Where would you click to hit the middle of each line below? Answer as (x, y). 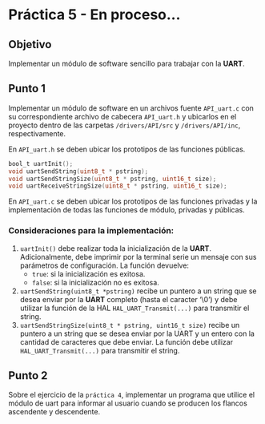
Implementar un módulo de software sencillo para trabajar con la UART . (127, 63)
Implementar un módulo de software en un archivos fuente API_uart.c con (131, 108)
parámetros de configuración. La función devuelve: (104, 265)
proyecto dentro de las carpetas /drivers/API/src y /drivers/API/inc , (124, 125)
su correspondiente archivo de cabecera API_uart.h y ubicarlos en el (122, 116)
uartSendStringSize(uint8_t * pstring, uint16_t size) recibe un (130, 325)
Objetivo (30, 44)
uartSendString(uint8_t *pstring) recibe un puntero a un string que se (139, 291)
